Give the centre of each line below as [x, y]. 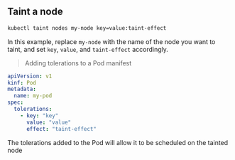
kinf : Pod [22, 82]
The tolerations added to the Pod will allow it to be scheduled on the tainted [118, 142]
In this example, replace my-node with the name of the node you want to [111, 41]
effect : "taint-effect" [61, 129]
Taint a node [35, 12]
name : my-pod [33, 96]
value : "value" [49, 122]
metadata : [22, 89]
